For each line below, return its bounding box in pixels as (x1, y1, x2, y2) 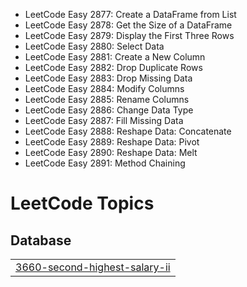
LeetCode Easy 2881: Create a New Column (24, 51, 206, 63)
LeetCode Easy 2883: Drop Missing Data (24, 72, 193, 84)
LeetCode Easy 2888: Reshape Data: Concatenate (24, 125, 232, 137)
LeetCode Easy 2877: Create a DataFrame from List (24, 9, 237, 20)
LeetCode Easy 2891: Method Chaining (24, 157, 186, 169)
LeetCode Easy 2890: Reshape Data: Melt (24, 147, 198, 158)
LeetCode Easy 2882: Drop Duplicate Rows (24, 62, 203, 73)
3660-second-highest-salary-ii (15, 260, 171, 274)
